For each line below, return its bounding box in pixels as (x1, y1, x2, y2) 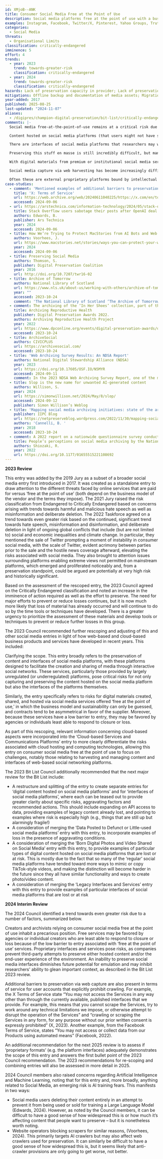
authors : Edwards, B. (14, 213, 57, 218)
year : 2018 (14, 425, 36, 430)
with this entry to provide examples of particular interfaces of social (12, 887, 148, 892)
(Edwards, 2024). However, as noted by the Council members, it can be (12, 1108, 155, 1113)
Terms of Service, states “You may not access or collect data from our (5, 1027, 146, 1033)
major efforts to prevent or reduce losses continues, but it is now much (5, 598, 147, 604)
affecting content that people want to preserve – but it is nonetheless (12, 1118, 150, 1123)
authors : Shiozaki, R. (14, 443, 60, 448)
